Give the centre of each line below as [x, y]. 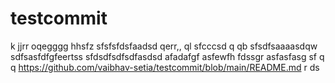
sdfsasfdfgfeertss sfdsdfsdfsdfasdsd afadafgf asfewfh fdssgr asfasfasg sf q [167, 56]
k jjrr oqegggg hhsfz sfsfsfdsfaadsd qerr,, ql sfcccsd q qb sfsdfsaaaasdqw [164, 46]
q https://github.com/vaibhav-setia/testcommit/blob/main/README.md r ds [165, 67]
